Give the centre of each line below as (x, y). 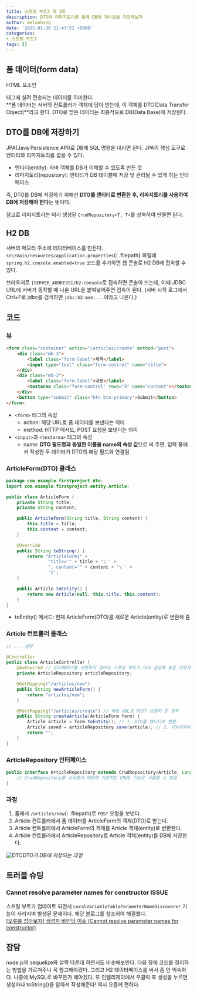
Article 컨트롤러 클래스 (37, 634)
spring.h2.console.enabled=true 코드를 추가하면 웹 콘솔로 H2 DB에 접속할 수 (96, 263)
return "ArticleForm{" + (57, 556)
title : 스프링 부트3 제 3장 (36, 11)
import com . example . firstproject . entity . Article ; (68, 486)
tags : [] (17, 45)
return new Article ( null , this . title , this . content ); (94, 594)
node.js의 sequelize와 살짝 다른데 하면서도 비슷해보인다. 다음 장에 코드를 (90, 963)
